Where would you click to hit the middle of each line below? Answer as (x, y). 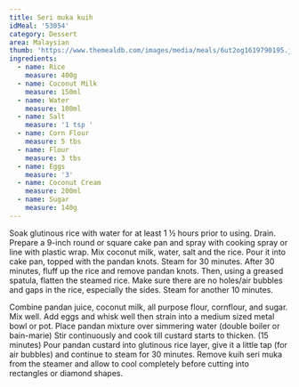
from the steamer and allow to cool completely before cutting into (129, 363)
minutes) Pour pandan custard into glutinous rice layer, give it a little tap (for (148, 344)
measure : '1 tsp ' (59, 125)
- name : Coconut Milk (57, 84)
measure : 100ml (53, 109)
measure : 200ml (53, 191)
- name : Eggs (41, 166)
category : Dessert (43, 34)
